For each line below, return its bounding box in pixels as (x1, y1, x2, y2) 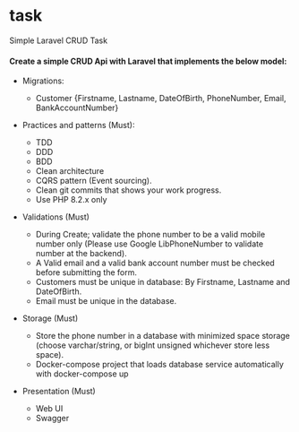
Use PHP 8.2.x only (35, 194, 107, 205)
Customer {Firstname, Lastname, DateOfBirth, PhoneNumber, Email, (35, 93, 286, 104)
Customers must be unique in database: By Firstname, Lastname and (35, 277, 291, 288)
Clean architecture (35, 166, 105, 177)
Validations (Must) (21, 212, 90, 222)
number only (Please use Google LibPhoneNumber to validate (35, 238, 264, 249)
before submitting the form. (35, 267, 137, 278)
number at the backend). (35, 248, 127, 259)
